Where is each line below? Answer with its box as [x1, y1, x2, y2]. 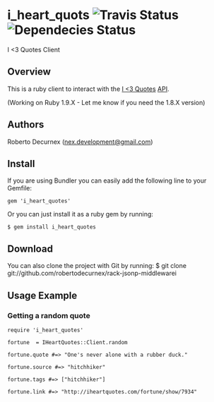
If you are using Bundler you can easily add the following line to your [7, 176, 207, 185]
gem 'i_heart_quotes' [7, 197, 71, 205]
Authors [7, 118, 44, 130]
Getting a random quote [7, 310, 90, 320]
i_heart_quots [7, 7, 90, 23]
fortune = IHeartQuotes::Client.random [7, 339, 129, 346]
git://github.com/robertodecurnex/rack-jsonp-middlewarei [7, 269, 177, 278]
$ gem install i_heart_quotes [7, 224, 97, 231]
